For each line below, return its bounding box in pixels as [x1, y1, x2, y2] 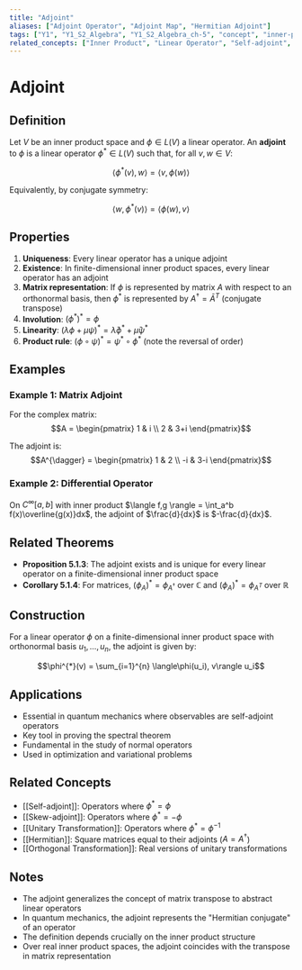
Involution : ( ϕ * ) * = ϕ [22, 312, 100, 324]
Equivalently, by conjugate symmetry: [9, 184, 148, 195]
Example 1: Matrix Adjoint [9, 388, 123, 401]
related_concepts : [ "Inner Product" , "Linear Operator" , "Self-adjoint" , [9, 38, 292, 48]
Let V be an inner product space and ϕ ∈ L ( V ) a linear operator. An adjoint [9, 137, 286, 148]
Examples [9, 362, 66, 377]
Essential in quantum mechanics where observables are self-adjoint [22, 711, 274, 721]
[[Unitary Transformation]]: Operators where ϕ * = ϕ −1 [22, 821, 221, 833]
